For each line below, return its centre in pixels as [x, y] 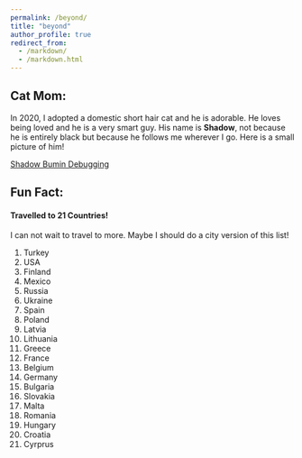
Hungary [40, 426]
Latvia [35, 329]
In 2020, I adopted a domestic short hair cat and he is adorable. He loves [146, 117]
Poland [37, 320]
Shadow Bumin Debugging [60, 164]
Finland [37, 272]
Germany [40, 377]
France [37, 358]
